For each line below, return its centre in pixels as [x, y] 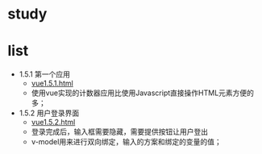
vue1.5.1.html [52, 83]
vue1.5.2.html [53, 123]
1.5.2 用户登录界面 [49, 113]
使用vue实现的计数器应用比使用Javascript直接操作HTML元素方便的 [143, 93]
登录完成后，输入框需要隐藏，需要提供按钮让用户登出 [120, 132]
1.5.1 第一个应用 [44, 74]
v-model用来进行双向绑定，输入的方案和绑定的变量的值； [127, 142]
